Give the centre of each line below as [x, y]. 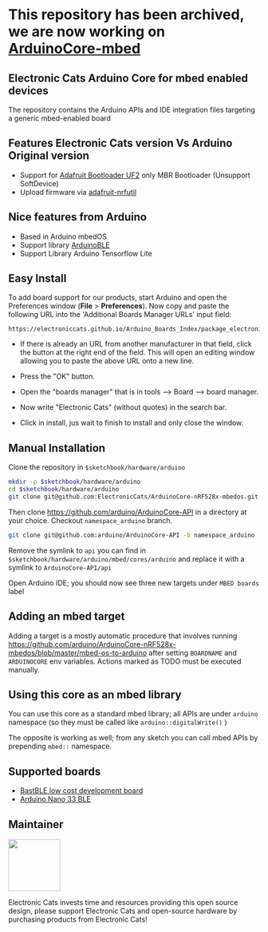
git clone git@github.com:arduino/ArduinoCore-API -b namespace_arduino [132, 535]
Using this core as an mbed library [95, 694]
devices [29, 91]
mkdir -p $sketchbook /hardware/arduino [75, 482]
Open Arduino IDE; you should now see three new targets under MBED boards [134, 583]
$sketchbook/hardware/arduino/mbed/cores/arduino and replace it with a [126, 559]
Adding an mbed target [67, 617]
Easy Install [37, 278]
